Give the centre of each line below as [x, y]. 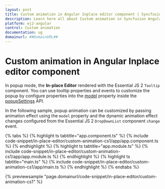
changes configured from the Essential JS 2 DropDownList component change [82, 121]
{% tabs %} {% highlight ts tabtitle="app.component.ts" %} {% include [77, 135]
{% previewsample [24, 176]
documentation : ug [24, 32]
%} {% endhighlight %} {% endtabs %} [99, 167]
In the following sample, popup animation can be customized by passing [78, 110]
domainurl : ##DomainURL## [31, 37]
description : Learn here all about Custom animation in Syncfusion [76, 19]
